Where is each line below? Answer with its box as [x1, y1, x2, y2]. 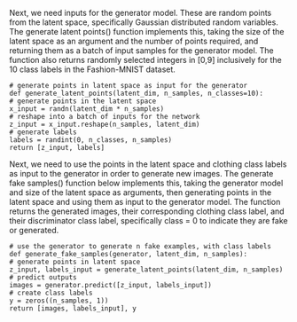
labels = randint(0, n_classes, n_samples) [9, 136, 173, 145]
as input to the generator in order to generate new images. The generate [9, 169, 274, 178]
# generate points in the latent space [9, 97, 157, 106]
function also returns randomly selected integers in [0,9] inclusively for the [9, 55, 282, 65]
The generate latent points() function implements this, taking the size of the [9, 27, 285, 36]
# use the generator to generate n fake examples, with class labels [9, 242, 272, 251]
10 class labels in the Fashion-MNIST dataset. [9, 64, 176, 75]
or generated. [9, 225, 59, 235]
